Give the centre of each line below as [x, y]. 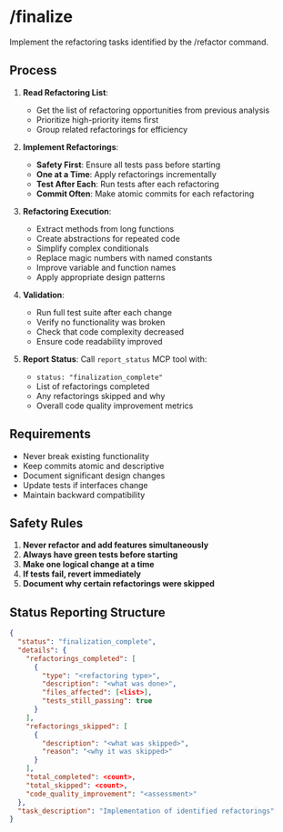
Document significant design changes [94, 476]
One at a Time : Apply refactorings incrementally [126, 174]
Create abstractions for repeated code [108, 238]
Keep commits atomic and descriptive [93, 466]
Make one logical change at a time [88, 565]
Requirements [50, 434]
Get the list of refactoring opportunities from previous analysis [153, 110]
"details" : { [42, 650]
